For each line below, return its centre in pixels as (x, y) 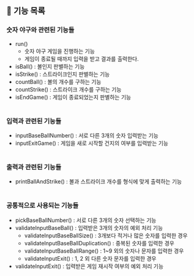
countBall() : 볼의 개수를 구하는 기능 (58, 82)
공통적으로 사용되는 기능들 (43, 205)
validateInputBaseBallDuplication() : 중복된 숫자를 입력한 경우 (99, 243)
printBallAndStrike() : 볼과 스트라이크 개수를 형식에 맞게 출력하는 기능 (99, 182)
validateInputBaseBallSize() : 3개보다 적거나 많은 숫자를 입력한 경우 (106, 236)
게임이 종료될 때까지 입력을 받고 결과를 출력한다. (81, 59)
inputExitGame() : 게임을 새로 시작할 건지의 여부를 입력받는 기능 (91, 143)
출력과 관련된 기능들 (34, 167)
